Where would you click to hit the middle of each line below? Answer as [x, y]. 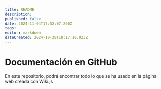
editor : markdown [23, 33]
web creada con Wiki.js [29, 81]
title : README [20, 10]
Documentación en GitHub [61, 62]
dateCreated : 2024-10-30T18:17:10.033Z [47, 38]
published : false [23, 19]
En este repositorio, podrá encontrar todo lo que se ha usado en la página [81, 76]
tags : [11, 28]
